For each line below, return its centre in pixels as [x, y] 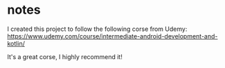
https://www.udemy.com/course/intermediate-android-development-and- [112, 36]
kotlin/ [16, 43]
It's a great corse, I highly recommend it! [65, 56]
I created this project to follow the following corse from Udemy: [97, 29]
